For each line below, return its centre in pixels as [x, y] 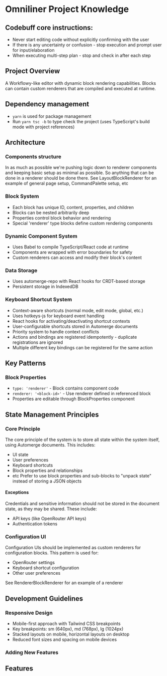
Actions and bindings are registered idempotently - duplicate [75, 337]
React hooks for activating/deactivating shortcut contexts [71, 321]
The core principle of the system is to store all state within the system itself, [83, 440]
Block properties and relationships [47, 470]
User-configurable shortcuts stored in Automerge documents [75, 326]
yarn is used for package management [52, 116]
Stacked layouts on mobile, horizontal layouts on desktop [71, 634]
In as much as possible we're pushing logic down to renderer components [81, 168]
